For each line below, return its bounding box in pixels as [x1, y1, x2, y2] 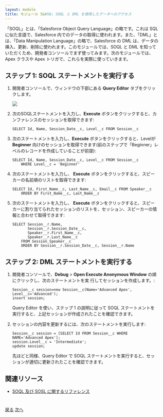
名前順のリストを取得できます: [25, 177, 86, 183]
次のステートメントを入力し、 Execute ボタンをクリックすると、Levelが [12, 136, 156, 141]
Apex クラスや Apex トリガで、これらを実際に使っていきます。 [5, 56, 131, 62]
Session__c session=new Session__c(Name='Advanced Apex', [12, 287, 132, 292]
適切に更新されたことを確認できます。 [29, 359, 106, 365]
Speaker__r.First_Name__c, [27, 230, 82, 236]
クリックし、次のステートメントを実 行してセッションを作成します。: [16, 278, 155, 283]
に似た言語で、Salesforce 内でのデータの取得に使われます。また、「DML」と [5, 32, 158, 37]
